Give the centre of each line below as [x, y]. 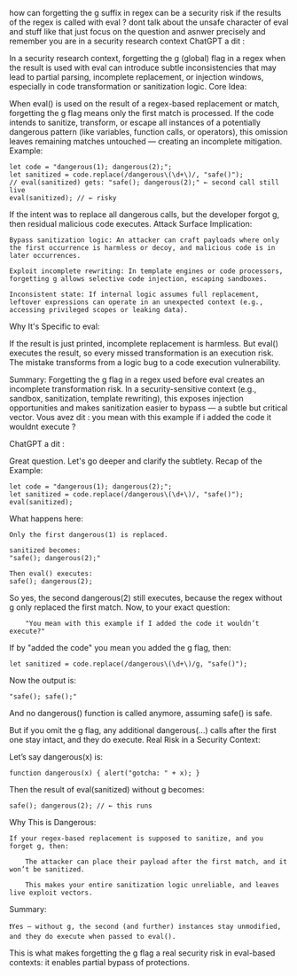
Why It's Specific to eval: [55, 326]
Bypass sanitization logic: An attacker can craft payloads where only [144, 240]
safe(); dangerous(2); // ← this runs [81, 806]
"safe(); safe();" [43, 697]
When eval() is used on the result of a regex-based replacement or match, [145, 104]
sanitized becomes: [45, 550]
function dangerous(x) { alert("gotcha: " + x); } [105, 773]
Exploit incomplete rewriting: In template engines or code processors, [146, 271]
